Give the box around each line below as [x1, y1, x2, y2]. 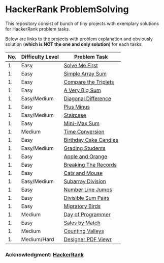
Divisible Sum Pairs [63, 194, 110, 201]
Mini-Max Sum [63, 120, 100, 127]
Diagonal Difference [63, 95, 112, 102]
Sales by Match [63, 219, 101, 226]
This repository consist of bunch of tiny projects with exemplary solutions [5, 20, 159, 27]
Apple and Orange [63, 153, 108, 160]
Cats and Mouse [63, 169, 103, 176]
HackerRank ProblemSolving [5, 4, 129, 15]
